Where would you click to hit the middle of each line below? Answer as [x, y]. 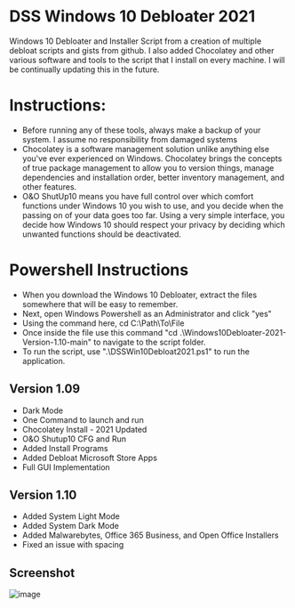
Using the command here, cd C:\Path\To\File [103, 323]
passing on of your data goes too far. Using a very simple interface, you [153, 215]
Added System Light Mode [71, 516]
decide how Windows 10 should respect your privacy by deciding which [154, 224]
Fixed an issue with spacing [73, 545]
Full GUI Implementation [66, 467]
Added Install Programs [65, 448]
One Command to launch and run [83, 419]
